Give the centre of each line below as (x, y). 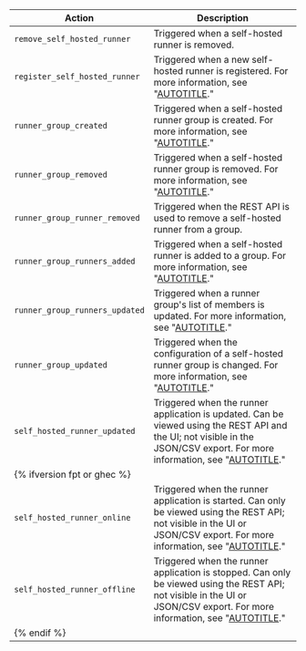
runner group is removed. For (216, 169)
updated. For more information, (220, 316)
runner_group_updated (61, 365)
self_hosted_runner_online (72, 517)
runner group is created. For (214, 120)
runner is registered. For (237, 71)
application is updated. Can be (219, 414)
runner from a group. (198, 229)
